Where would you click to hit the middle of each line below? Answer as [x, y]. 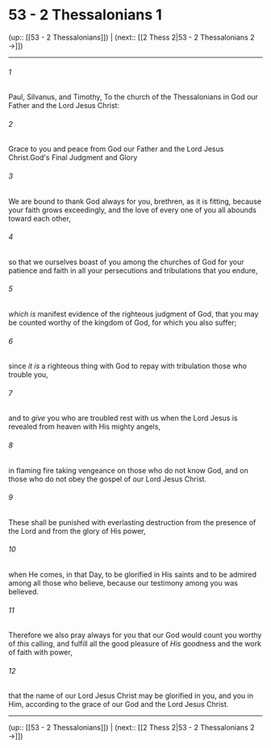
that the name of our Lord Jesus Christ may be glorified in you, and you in [131, 695]
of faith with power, [40, 653]
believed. [23, 591]
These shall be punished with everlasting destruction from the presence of [132, 522]
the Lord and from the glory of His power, [77, 531]
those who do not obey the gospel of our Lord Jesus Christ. [108, 479]
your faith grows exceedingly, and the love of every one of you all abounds [132, 210]
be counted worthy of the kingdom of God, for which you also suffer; [123, 322]
